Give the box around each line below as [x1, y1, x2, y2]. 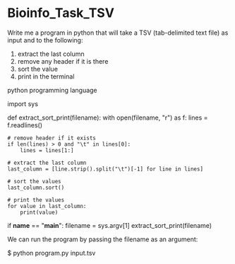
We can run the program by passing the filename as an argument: [7, 235, 198, 243]
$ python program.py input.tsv [7, 248, 96, 257]
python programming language [7, 86, 97, 94]
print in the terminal [17, 72, 75, 81]
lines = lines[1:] [20, 147, 74, 154]
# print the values [7, 196, 65, 203]
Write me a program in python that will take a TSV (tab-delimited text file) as [7, 28, 229, 37]
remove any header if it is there [17, 57, 109, 65]
